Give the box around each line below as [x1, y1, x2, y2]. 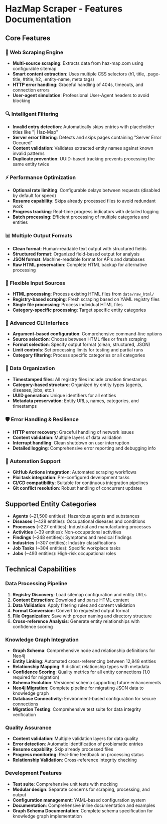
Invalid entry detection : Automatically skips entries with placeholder [12, 124, 154, 130]
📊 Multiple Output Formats [5, 232, 73, 239]
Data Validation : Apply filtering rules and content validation [12, 602, 135, 608]
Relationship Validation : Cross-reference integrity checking [12, 757, 137, 763]
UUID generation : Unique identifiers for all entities [12, 392, 116, 398]
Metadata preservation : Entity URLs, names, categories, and [12, 398, 139, 404]
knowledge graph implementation [12, 813, 82, 819]
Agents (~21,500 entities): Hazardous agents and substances [12, 513, 140, 519]
